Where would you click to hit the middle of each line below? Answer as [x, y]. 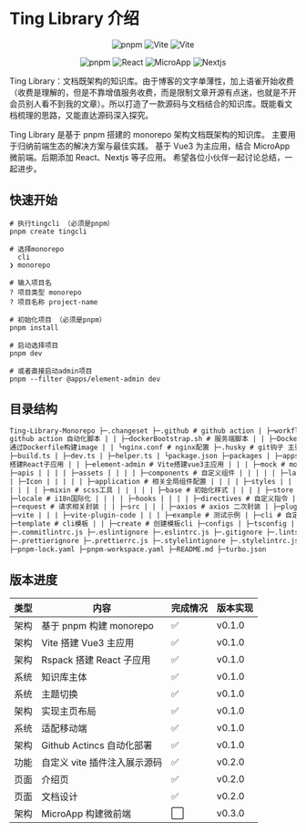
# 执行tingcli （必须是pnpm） [62, 223]
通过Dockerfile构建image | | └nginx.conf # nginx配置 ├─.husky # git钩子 [147, 447]
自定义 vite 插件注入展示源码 [102, 762]
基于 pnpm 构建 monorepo [98, 625]
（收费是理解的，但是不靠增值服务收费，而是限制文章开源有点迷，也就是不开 [153, 92]
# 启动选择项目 [34, 345]
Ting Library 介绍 [74, 19]
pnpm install [34, 328]
